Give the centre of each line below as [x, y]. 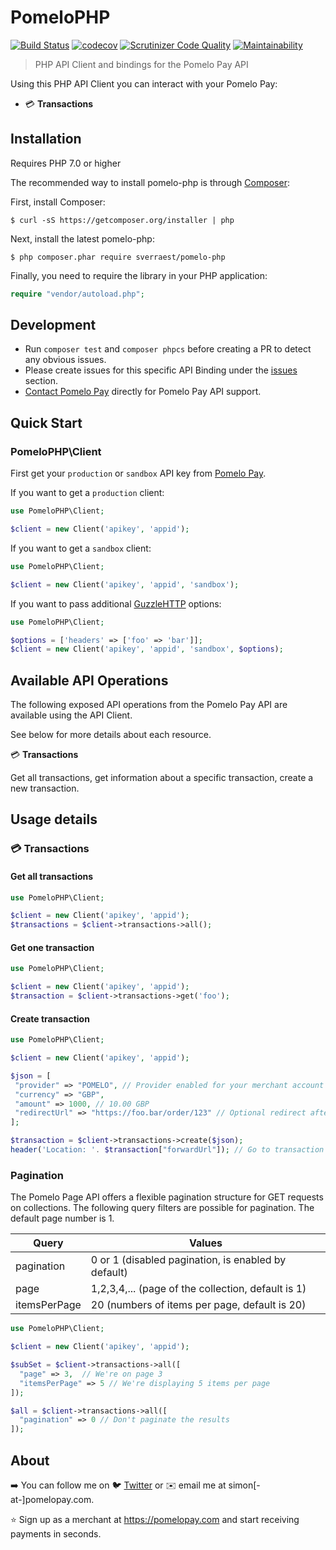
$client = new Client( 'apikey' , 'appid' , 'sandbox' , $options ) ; [147, 649]
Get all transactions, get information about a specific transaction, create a [162, 778]
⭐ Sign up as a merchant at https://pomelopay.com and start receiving [155, 1519]
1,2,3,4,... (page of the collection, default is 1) [198, 1289]
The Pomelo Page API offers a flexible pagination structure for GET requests [167, 1197]
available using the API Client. [71, 715]
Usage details [54, 819]
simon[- [244, 1485]
